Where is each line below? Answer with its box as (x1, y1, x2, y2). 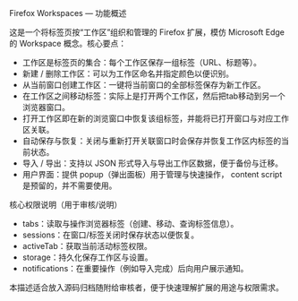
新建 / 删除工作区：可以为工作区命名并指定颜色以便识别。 (21, 68, 234, 79)
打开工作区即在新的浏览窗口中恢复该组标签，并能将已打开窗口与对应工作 (21, 113, 289, 124)
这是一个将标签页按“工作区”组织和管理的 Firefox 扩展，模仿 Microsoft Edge (9, 27, 285, 38)
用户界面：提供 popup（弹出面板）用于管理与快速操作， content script (21, 169, 283, 179)
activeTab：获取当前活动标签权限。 (21, 241, 152, 251)
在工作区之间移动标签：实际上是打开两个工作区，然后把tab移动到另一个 (21, 90, 285, 101)
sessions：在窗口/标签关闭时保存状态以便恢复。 (21, 229, 200, 240)
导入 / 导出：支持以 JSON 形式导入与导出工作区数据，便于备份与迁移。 (21, 158, 284, 168)
